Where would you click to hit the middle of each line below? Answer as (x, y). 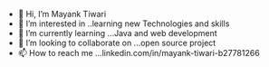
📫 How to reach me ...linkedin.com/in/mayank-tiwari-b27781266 (139, 53)
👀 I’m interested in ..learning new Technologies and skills (124, 24)
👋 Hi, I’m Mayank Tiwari (62, 14)
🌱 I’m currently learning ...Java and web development (117, 33)
